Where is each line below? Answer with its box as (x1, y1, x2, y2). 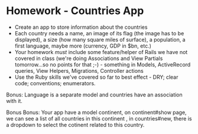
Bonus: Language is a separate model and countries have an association (6, 91, 183, 98)
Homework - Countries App (6, 4, 144, 18)
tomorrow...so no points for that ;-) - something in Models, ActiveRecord (14, 61, 191, 68)
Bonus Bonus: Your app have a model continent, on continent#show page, (6, 109, 187, 116)
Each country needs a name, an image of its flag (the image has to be (14, 29, 184, 36)
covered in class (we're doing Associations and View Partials (14, 55, 163, 62)
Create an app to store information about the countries (14, 24, 148, 31)
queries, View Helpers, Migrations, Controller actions (14, 67, 144, 74)
